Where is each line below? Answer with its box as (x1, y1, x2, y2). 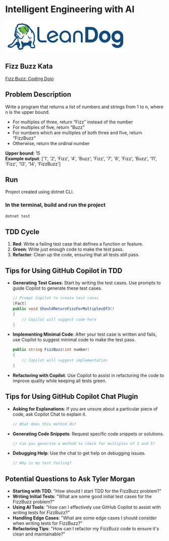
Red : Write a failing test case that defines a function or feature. (12, 241, 144, 247)
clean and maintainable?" (12, 531, 66, 537)
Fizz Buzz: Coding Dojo (5, 75, 54, 81)
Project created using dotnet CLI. (5, 189, 74, 195)
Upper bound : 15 (5, 150, 40, 156)
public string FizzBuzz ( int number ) (12, 347, 90, 352)
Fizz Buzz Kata (5, 62, 53, 71)
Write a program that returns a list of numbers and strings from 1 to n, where (5, 104, 164, 110)
